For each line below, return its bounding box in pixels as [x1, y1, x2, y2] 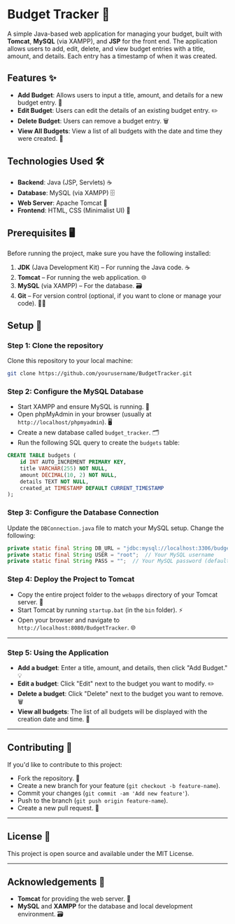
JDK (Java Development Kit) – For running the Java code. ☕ [17, 263, 191, 272]
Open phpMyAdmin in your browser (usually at [17, 410, 152, 419]
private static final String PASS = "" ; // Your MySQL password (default [7, 557, 230, 565]
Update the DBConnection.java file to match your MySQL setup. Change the [7, 524, 225, 532]
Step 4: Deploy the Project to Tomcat [7, 574, 135, 584]
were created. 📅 [17, 134, 64, 142]
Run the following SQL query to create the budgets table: [17, 438, 180, 447]
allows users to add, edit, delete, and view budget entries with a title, [7, 44, 206, 53]
